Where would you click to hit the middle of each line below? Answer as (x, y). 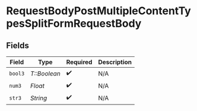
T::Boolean (45, 74)
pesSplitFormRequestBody (74, 23)
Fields (18, 45)
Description (115, 62)
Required (79, 62)
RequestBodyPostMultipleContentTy (99, 11)
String (39, 98)
